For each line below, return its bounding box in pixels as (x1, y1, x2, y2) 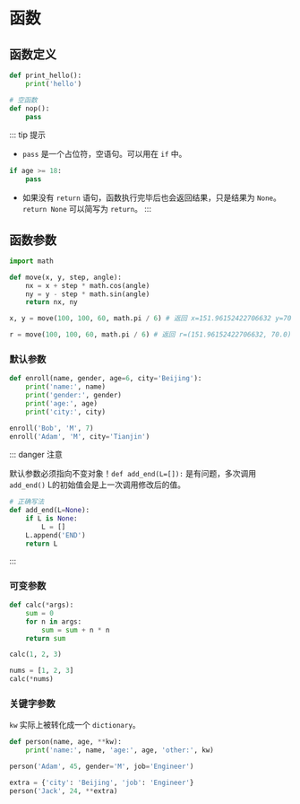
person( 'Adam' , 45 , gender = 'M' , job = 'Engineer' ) (9, 762, 194, 772)
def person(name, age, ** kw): (9, 738, 123, 747)
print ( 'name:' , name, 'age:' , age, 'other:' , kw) (25, 746, 215, 755)
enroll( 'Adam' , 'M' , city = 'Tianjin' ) (9, 432, 150, 441)
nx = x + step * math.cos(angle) (25, 281, 150, 290)
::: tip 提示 (9, 129, 47, 140)
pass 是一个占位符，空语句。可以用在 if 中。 (21, 149, 187, 160)
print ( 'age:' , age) (25, 398, 99, 408)
